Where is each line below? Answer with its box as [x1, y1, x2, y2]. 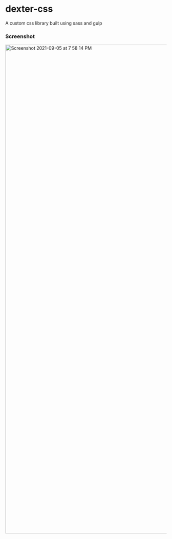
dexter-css [5, 3, 53, 15]
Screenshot [5, 33, 35, 40]
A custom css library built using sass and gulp [5, 20, 102, 26]
